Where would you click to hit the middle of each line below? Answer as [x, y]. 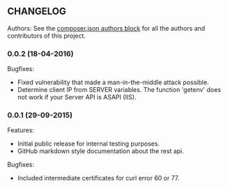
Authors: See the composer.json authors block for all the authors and [106, 28]
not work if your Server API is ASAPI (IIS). [77, 97]
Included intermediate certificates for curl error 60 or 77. [98, 178]
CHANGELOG [37, 11]
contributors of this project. [46, 36]
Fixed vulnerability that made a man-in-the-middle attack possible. [113, 82]
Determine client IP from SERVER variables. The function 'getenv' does [119, 90]
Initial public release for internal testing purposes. [89, 144]
